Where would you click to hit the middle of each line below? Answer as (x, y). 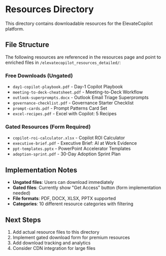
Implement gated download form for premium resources (71, 237)
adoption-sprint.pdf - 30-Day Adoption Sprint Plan (67, 154)
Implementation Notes (41, 170)
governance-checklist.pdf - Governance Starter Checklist (73, 103)
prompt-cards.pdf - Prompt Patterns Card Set (60, 108)
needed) (21, 193)
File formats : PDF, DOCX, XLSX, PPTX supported (64, 199)
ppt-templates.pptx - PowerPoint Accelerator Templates (72, 149)
